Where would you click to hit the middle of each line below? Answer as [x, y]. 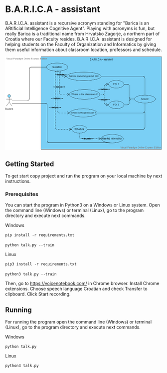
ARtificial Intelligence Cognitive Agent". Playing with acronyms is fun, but [80, 28]
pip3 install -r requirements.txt [41, 264]
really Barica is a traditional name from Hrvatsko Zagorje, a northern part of [83, 33]
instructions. [18, 181]
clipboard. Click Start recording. [38, 294]
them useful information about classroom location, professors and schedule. [83, 49]
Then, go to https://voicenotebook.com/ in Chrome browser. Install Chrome [82, 283]
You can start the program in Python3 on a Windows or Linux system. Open [83, 205]
